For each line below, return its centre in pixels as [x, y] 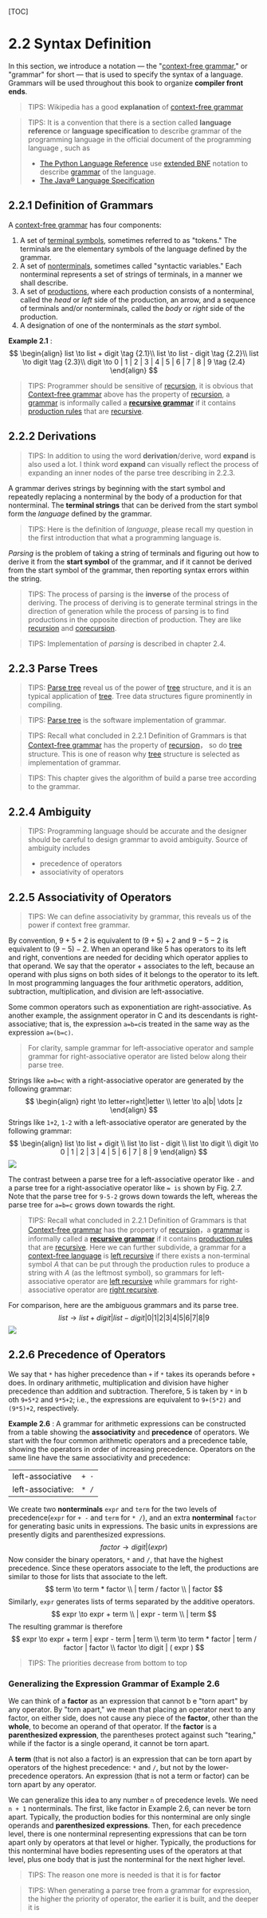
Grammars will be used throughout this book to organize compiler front [126, 82]
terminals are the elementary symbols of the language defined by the [133, 249]
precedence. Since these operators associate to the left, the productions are [133, 1568]
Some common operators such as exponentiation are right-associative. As [130, 1007]
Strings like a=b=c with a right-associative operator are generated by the [126, 1080]
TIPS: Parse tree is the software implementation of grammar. [127, 720]
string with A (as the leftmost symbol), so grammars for [118, 1273]
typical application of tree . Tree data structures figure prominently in [140, 696]
